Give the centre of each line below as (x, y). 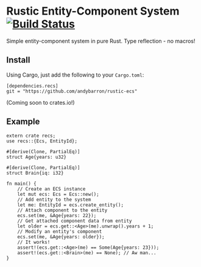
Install (18, 60)
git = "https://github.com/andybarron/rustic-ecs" (72, 91)
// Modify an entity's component (60, 231)
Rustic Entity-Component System (93, 11)
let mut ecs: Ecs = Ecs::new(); (58, 194)
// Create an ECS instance (51, 189)
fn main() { (21, 184)
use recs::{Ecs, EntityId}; (42, 141)
